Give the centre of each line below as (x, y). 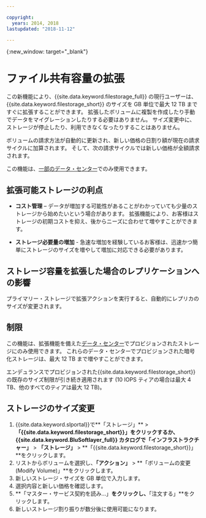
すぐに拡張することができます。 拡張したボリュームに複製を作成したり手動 (101, 112)
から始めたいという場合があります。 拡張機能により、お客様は (115, 214)
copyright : (20, 17)
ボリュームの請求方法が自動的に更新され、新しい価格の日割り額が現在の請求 (103, 140)
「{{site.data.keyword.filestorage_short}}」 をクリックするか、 (97, 432)
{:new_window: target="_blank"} (48, 52)
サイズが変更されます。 (36, 306)
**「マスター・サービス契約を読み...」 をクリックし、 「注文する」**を (102, 493)
